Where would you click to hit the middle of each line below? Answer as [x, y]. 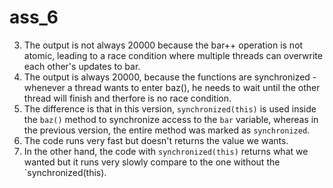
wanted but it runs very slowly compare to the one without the [152, 162]
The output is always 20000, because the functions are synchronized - [170, 77]
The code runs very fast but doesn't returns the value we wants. [156, 140]
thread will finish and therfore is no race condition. [127, 98]
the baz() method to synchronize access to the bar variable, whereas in [171, 119]
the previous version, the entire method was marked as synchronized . [167, 130]
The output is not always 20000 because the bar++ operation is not [163, 45]
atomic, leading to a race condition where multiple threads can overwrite [173, 55]
